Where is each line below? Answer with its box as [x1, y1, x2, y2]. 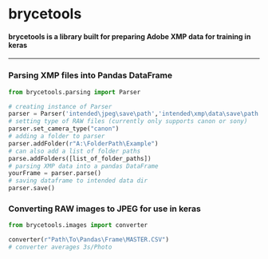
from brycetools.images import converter [8, 221, 148, 229]
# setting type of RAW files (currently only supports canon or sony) [8, 118, 248, 126]
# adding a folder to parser [8, 133, 105, 141]
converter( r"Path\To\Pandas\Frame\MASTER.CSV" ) [8, 236, 170, 244]
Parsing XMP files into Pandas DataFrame [8, 70, 173, 81]
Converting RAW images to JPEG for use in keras [8, 203, 201, 214]
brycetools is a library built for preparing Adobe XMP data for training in [8, 31, 251, 41]
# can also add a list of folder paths [8, 147, 141, 155]
